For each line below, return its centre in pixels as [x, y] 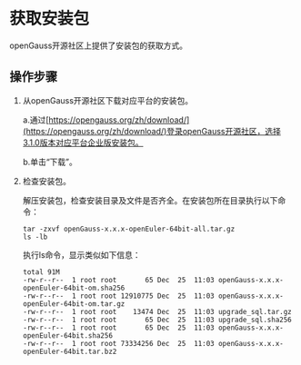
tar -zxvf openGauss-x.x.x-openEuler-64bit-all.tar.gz [129, 229]
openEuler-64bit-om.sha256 [74, 288]
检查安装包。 [46, 181]
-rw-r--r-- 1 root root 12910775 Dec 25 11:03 [119, 296]
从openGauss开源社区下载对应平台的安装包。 [108, 100]
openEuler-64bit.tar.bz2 [70, 351]
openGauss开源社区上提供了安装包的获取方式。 [99, 45]
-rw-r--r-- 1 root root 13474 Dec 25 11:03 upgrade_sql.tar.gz [157, 311]
